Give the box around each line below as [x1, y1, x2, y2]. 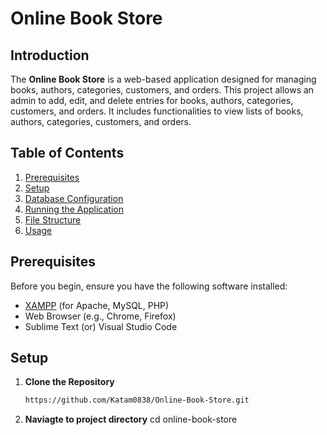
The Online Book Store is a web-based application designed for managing [10, 73, 317, 85]
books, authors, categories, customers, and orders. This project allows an [10, 84, 315, 96]
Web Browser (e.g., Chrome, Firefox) [24, 310, 177, 322]
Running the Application [24, 203, 124, 215]
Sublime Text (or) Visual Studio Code [24, 320, 178, 332]
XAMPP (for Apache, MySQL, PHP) [24, 299, 170, 311]
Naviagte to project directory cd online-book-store [24, 413, 238, 426]
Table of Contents [10, 145, 125, 162]
